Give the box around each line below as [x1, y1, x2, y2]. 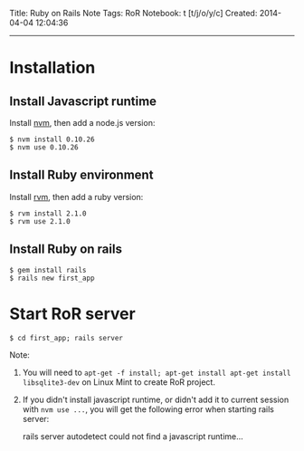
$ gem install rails [9, 265, 88, 274]
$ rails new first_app [9, 273, 95, 283]
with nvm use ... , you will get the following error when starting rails [22, 403, 274, 415]
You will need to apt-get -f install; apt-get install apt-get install [22, 367, 291, 378]
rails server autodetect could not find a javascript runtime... [22, 430, 244, 442]
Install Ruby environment [9, 168, 154, 183]
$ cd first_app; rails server [9, 333, 124, 342]
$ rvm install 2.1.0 [9, 208, 88, 218]
